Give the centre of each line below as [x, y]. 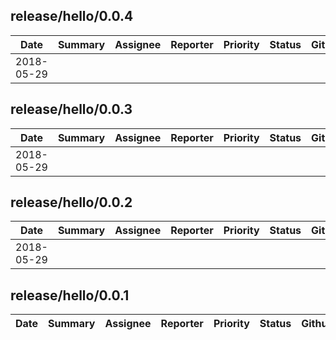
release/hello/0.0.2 [71, 202]
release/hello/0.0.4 [72, 16]
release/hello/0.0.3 [71, 109]
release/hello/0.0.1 [70, 295]
